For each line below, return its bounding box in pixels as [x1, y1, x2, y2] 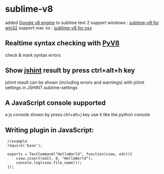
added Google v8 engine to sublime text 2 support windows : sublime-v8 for [5, 20, 159, 25]
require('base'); [7, 143, 43, 148]
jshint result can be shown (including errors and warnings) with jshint [5, 79, 144, 85]
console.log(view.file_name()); [16, 160, 82, 165]
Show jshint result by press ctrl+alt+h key [5, 66, 136, 75]
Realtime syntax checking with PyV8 [5, 39, 120, 48]
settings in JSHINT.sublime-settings [5, 84, 78, 90]
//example [7, 139, 27, 144]
